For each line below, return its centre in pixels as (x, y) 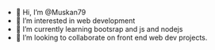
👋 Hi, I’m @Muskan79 (51, 12)
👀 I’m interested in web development (75, 21)
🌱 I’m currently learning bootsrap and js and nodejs (99, 29)
